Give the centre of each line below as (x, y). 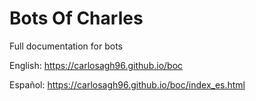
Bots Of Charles (76, 18)
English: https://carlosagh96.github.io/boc (96, 65)
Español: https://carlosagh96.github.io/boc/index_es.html (127, 84)
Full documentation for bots (66, 46)
